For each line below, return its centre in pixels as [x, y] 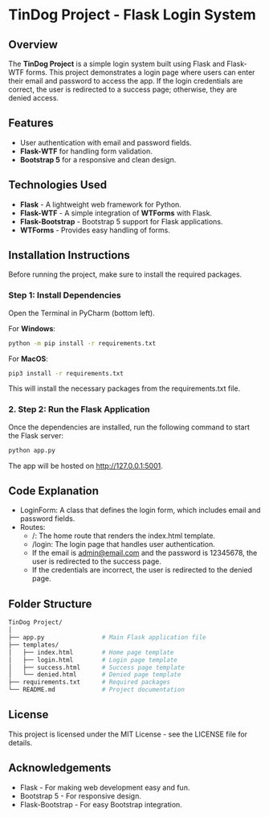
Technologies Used [57, 185]
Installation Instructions [69, 255]
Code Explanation [53, 491]
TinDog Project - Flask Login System [132, 15]
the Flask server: [36, 435]
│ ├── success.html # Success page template [96, 667]
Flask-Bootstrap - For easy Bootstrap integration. [101, 804]
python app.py [32, 450]
